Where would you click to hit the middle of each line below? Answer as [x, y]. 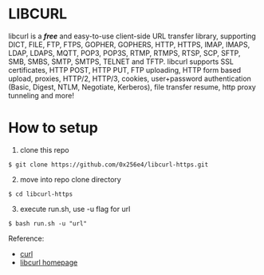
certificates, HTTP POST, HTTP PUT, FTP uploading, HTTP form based [125, 70]
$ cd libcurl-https [41, 194]
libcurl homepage [49, 262]
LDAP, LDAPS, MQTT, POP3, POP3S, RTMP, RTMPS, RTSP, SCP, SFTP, [124, 53]
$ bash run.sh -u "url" [48, 223]
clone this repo [44, 149]
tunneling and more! [41, 95]
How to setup [53, 128]
